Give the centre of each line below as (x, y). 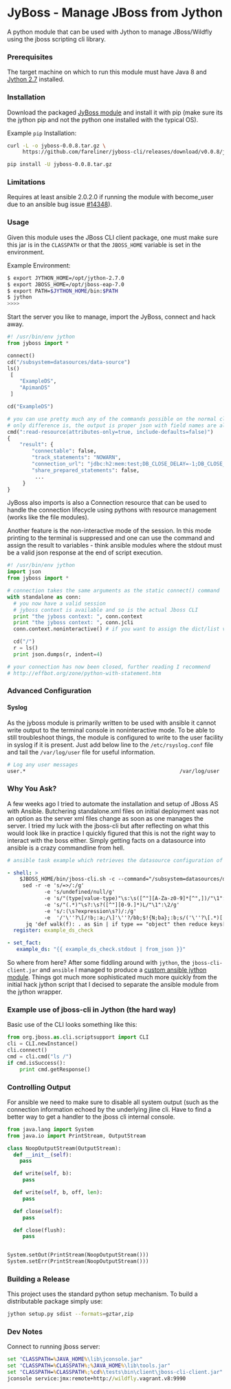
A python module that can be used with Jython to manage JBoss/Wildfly (110, 32)
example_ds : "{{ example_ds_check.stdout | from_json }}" (101, 950)
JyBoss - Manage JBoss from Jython (115, 13)
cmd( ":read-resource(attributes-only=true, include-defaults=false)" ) (110, 432)
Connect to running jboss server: (54, 1347)
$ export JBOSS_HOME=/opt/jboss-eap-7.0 (66, 284)
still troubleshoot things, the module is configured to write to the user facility (115, 737)
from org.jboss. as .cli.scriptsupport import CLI (78, 1037)
